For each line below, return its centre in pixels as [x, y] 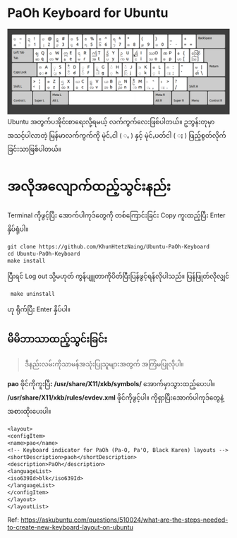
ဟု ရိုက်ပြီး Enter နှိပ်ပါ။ [39, 309]
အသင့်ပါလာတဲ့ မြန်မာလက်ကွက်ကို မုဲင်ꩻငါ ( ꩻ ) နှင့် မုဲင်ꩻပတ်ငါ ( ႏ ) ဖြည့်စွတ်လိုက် [117, 136]
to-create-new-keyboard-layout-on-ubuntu [71, 527]
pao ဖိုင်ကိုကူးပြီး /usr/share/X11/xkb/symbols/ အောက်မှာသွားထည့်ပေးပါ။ [111, 384]
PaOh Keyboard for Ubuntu [88, 13]
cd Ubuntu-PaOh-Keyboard [44, 254]
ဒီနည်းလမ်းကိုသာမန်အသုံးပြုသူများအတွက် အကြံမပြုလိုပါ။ [104, 364]
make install [26, 261]
